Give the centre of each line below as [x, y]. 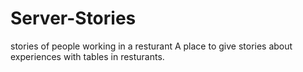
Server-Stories [73, 18]
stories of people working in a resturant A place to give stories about [151, 46]
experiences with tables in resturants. [87, 56]
